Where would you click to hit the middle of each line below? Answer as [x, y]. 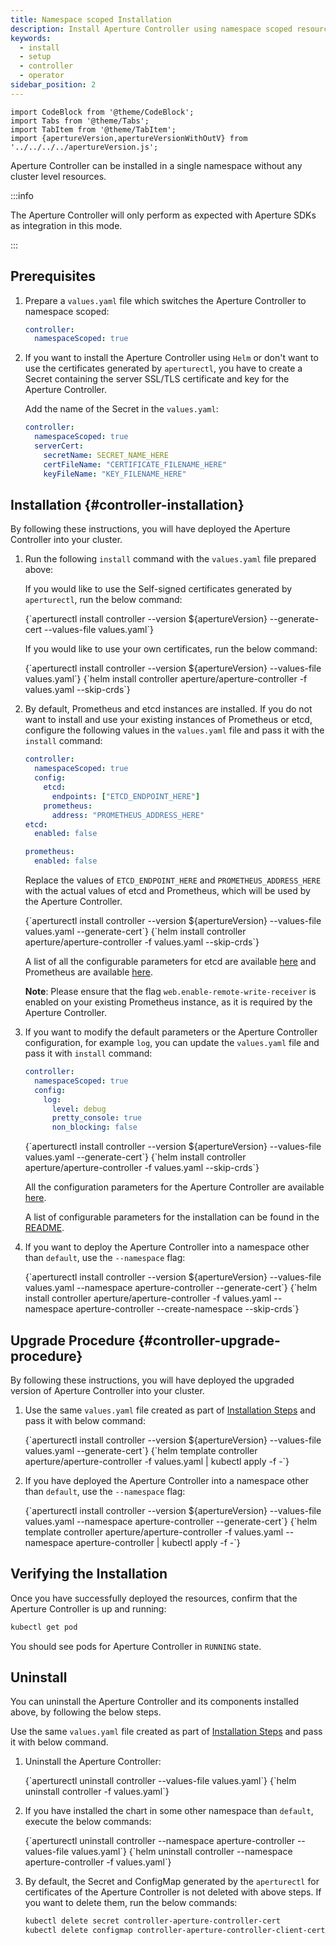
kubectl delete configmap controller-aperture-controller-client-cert [175, 1931]
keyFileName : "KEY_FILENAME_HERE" [115, 474]
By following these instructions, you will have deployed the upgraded [152, 1380]
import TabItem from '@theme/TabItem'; [93, 129]
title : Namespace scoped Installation [91, 19]
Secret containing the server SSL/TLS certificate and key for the [157, 379]
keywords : [31, 38]
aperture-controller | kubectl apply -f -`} [158, 1542]
